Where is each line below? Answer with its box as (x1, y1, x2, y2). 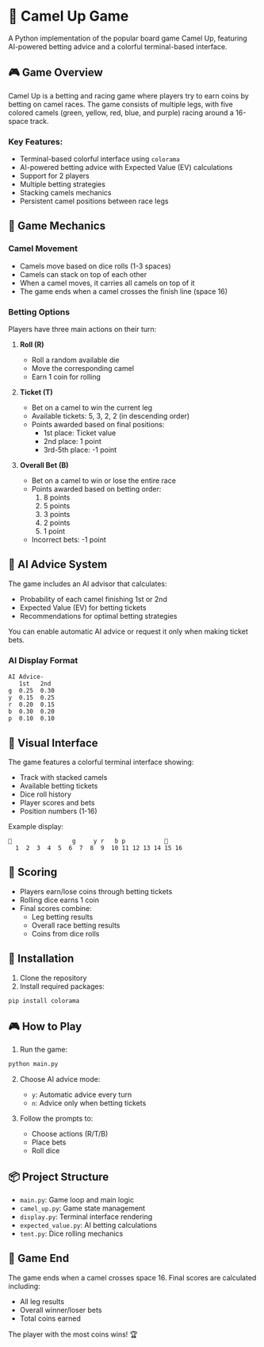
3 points (43, 510, 71, 519)
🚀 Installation (8, 952, 75, 966)
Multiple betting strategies (19, 179, 105, 189)
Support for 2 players (19, 171, 90, 181)
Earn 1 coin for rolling (31, 372, 101, 382)
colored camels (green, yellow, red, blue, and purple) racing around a (8, 107, 234, 118)
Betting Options (8, 306, 70, 317)
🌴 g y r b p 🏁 (8, 837, 169, 845)
